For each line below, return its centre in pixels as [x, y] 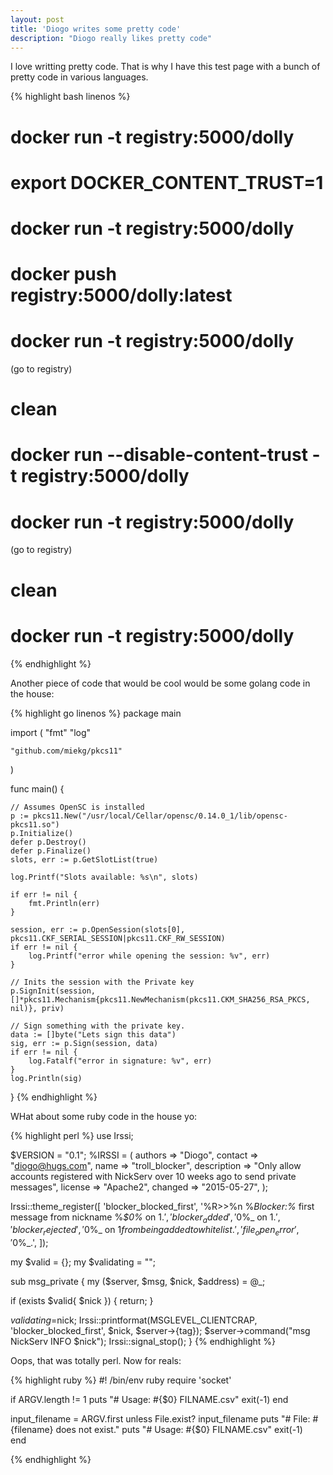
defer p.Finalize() [51, 851]
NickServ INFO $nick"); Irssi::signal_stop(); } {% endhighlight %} [143, 1342]
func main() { [37, 788]
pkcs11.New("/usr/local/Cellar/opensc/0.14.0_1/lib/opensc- [160, 816]
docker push [63, 274]
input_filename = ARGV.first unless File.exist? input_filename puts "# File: [160, 1419]
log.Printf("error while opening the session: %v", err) [149, 956]
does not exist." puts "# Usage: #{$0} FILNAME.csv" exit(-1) [179, 1430]
